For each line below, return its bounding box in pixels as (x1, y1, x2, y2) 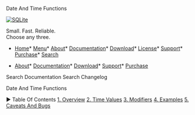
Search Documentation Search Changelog (6, 74, 108, 80)
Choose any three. (6, 34, 51, 40)
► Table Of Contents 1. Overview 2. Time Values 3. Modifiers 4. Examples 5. (6, 96, 189, 103)
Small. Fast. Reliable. (6, 27, 56, 34)
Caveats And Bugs (6, 102, 51, 109)
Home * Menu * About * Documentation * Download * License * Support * (14, 45, 183, 52)
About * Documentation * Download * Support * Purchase (14, 62, 148, 69)
